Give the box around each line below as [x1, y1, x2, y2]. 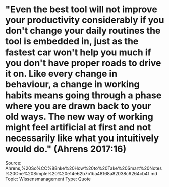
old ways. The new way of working [5, 111, 154, 122]
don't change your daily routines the [5, 25, 161, 36]
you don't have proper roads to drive [5, 57, 161, 69]
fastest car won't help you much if [5, 46, 151, 58]
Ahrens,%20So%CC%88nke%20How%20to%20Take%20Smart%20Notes [5, 165, 162, 171]
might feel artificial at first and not [5, 122, 151, 133]
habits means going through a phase [5, 89, 162, 101]
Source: [5, 160, 22, 166]
